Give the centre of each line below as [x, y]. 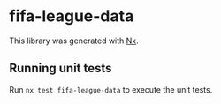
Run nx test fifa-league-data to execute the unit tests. [111, 89]
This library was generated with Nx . [74, 41]
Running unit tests [61, 68]
